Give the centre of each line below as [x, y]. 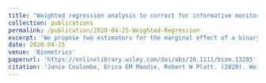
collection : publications [51, 23]
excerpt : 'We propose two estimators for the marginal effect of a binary [134, 38]
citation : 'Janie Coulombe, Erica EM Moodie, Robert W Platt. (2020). [127, 67]
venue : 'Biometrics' [42, 52]
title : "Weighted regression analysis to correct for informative [120, 15]
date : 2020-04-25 [37, 45]
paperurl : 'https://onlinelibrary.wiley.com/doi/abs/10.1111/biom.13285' [133, 60]
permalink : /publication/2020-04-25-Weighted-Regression [104, 30]
